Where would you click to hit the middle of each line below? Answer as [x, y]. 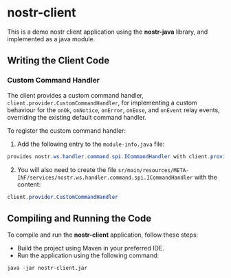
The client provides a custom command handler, [76, 95]
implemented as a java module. [51, 39]
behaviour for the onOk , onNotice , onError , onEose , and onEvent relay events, [113, 110]
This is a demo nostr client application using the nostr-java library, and [108, 32]
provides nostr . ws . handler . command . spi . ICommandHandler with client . [109, 156]
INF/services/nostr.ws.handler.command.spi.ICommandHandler [105, 178]
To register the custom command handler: [66, 130]
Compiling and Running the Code [79, 218]
